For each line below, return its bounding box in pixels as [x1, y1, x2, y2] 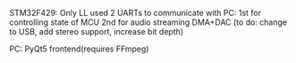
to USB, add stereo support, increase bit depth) [9, 27, 184, 36]
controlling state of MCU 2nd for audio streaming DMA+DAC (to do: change [9, 17, 288, 28]
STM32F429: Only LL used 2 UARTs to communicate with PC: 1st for [9, 8, 262, 18]
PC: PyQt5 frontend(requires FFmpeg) [9, 43, 149, 54]
